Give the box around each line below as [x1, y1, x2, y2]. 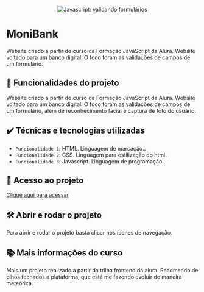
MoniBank [6, 27, 59, 41]
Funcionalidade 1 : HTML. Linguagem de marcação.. [15, 144, 146, 152]
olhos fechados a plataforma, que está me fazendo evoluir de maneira [6, 273, 182, 280]
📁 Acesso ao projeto [6, 175, 84, 185]
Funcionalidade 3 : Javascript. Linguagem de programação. [15, 157, 164, 165]
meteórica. [6, 280, 33, 287]
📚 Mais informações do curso [6, 247, 123, 258]
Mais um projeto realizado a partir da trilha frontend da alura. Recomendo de [6, 267, 199, 274]
